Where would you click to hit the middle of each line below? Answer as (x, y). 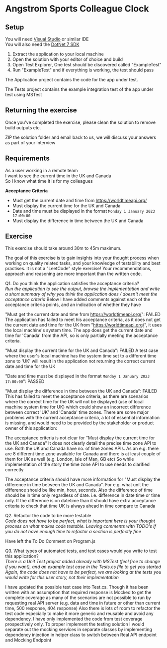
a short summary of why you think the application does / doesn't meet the (81, 294)
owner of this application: (31, 428)
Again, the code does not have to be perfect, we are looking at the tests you (83, 572)
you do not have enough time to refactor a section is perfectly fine (73, 532)
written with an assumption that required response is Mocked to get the (78, 593)
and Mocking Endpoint (28, 640)
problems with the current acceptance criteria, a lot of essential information (83, 418)
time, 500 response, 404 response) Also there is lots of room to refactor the (83, 608)
